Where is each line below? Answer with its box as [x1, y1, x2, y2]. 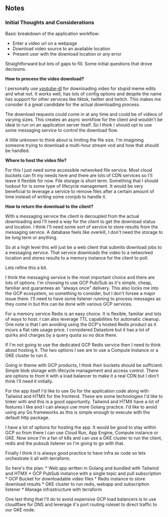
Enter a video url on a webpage [12, 40, 78, 46]
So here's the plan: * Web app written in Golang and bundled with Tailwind [5, 465, 159, 471]
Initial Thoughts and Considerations [5, 19, 94, 26]
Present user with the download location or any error [12, 51, 122, 57]
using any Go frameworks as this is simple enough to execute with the [5, 409, 150, 415]
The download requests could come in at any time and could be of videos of [5, 111, 163, 117]
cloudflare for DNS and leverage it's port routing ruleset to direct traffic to [5, 501, 157, 507]
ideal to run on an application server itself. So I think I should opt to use [5, 121, 152, 127]
